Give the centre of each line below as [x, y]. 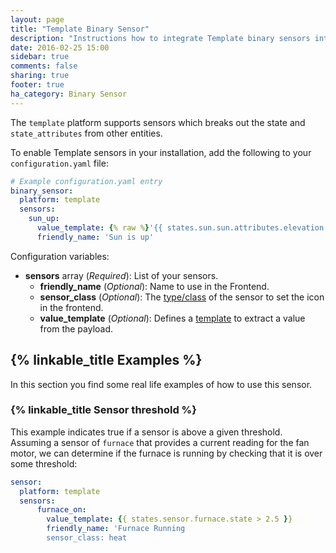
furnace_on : [61, 510]
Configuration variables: [60, 256]
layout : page [37, 19]
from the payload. [76, 328]
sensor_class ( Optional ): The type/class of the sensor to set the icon [182, 297]
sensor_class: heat [87, 538]
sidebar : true [40, 57]
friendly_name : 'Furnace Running [116, 529]
